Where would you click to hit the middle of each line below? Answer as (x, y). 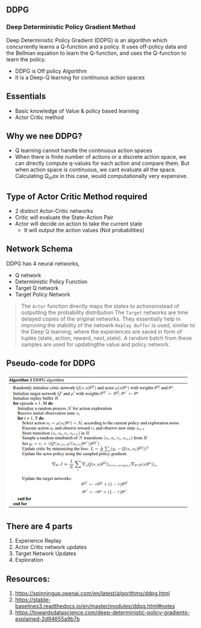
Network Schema (40, 249)
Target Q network (37, 288)
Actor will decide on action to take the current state (79, 223)
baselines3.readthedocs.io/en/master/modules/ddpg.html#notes (95, 606)
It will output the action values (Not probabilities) (84, 230)
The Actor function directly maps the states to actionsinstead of (100, 306)
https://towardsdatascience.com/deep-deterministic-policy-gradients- (102, 612)
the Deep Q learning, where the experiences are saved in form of (101, 331)
